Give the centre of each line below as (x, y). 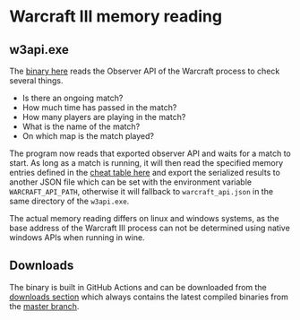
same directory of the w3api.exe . (69, 201)
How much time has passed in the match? (99, 108)
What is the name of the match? (81, 126)
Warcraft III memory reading (116, 17)
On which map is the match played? (88, 136)
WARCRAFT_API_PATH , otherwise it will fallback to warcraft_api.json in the (141, 191)
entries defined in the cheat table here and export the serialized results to (145, 173)
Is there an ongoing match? (73, 98)
